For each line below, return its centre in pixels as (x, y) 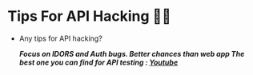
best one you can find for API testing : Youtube (98, 62)
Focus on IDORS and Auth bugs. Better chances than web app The (132, 53)
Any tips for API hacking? (61, 38)
